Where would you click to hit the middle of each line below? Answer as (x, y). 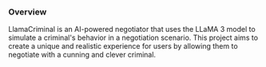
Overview (28, 12)
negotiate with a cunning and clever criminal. (82, 55)
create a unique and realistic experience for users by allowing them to (123, 46)
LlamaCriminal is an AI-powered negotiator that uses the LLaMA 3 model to (132, 30)
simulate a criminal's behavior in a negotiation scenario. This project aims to (133, 37)
